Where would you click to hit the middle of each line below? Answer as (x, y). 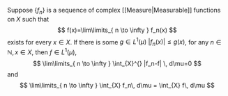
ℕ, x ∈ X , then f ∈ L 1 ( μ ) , (42, 51)
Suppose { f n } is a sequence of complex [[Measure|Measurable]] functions (114, 11)
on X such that (28, 19)
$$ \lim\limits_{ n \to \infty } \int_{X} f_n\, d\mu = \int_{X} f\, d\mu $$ (117, 85)
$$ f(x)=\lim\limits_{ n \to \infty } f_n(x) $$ (117, 30)
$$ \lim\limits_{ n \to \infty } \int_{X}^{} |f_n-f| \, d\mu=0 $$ (117, 63)
